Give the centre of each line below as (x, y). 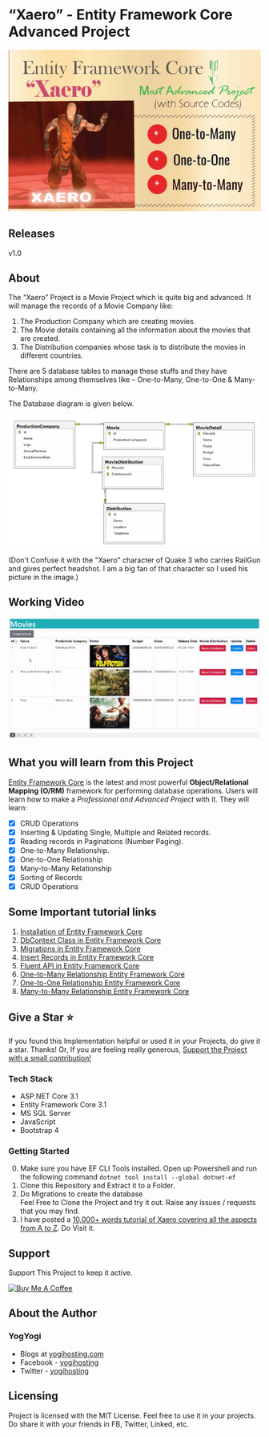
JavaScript (38, 1122)
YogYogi (25, 1336)
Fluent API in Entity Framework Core (80, 965)
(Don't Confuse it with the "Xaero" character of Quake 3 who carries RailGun (134, 560)
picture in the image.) (43, 577)
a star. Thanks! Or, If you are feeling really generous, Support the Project (128, 1049)
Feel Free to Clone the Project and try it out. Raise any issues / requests (138, 1203)
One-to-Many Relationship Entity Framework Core (102, 974)
